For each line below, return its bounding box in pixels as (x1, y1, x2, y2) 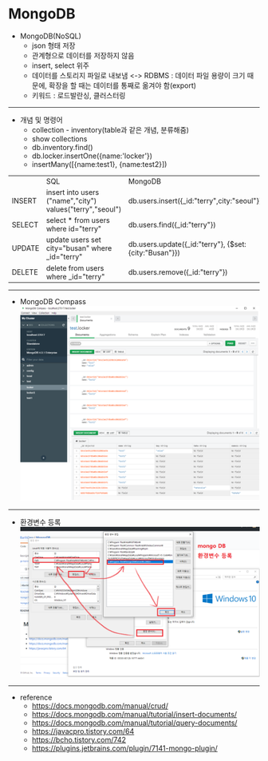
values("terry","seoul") (45, 204, 122, 214)
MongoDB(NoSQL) (19, 31, 82, 41)
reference (19, 692, 53, 703)
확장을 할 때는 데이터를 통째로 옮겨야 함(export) (49, 81, 197, 90)
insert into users (45, 187, 100, 196)
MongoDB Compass (19, 297, 86, 307)
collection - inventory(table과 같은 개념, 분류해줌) (31, 125, 190, 134)
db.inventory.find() (31, 142, 93, 152)
